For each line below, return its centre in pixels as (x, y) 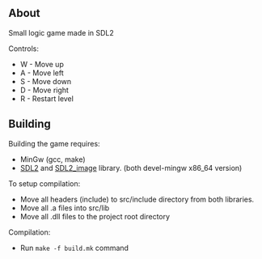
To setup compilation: (44, 183)
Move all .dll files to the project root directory (95, 216)
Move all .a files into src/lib (65, 208)
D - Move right (44, 90)
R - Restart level (47, 98)
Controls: (23, 49)
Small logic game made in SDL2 (61, 32)
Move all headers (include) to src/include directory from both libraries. (137, 199)
